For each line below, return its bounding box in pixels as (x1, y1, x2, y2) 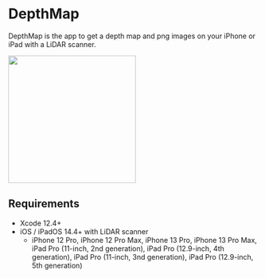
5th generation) (31, 260, 83, 270)
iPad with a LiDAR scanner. (8, 39, 97, 49)
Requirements (8, 197, 80, 211)
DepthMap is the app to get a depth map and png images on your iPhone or (8, 31, 256, 41)
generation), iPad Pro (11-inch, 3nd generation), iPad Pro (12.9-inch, (31, 252, 254, 261)
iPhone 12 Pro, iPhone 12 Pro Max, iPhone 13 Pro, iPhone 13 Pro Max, (31, 235, 257, 245)
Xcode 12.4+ (19, 218, 62, 228)
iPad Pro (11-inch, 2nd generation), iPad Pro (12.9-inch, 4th (31, 244, 225, 253)
